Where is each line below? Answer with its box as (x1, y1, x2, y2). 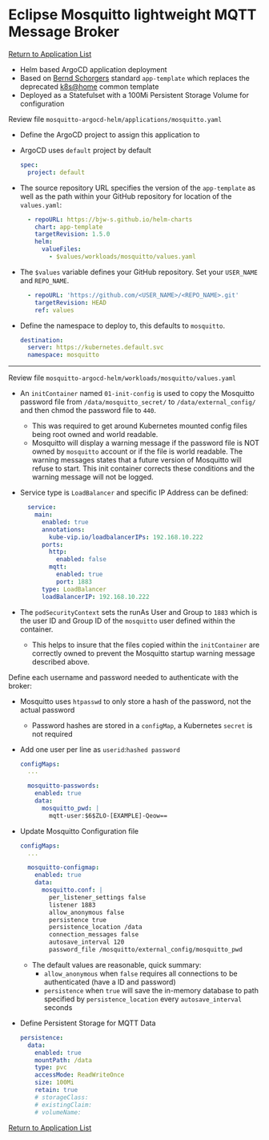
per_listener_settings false (49, 893, 147, 901)
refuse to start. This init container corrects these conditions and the (31, 463, 255, 474)
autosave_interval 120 (49, 938, 125, 947)
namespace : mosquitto (27, 351, 100, 359)
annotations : (41, 525, 86, 534)
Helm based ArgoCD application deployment (19, 64, 167, 74)
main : (34, 511, 54, 519)
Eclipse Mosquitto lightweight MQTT (8, 6, 257, 24)
